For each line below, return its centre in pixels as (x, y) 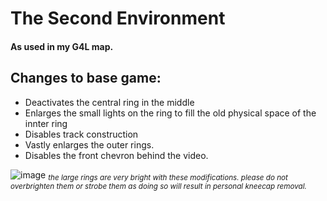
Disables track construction (81, 134)
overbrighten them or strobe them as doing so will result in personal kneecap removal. (158, 187)
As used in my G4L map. (62, 46)
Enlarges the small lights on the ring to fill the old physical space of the (170, 113)
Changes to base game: (86, 78)
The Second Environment (118, 18)
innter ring (46, 123)
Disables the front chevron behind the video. (116, 155)
